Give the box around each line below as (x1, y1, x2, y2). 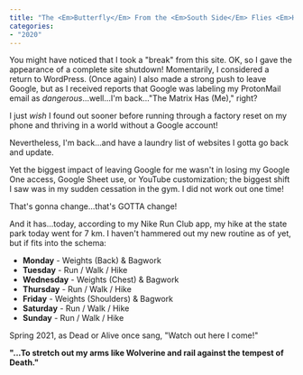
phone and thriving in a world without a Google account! (9, 120, 218, 131)
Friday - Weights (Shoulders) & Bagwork (22, 294, 174, 305)
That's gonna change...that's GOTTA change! (9, 201, 178, 212)
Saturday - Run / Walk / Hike (22, 303, 130, 314)
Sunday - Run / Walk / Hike (22, 313, 124, 324)
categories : (9, 22, 54, 31)
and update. (9, 147, 54, 158)
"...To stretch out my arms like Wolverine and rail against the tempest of (9, 348, 284, 359)
